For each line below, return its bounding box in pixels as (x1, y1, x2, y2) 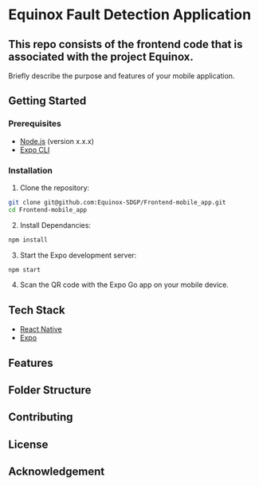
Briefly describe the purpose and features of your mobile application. (8, 71, 235, 81)
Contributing (8, 410, 73, 424)
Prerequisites (8, 118, 61, 129)
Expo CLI (19, 145, 50, 154)
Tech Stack (8, 303, 65, 317)
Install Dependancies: (19, 220, 92, 229)
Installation (8, 165, 53, 176)
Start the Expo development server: (19, 250, 137, 260)
